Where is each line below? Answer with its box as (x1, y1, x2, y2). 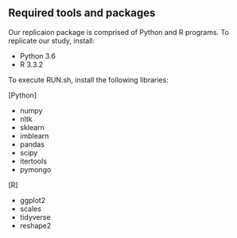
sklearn (19, 122, 45, 132)
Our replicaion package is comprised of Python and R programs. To (8, 27, 229, 36)
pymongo (19, 164, 52, 174)
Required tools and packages (8, 6, 156, 20)
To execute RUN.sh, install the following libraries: (8, 75, 169, 84)
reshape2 (19, 221, 52, 230)
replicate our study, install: (8, 36, 95, 45)
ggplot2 (19, 195, 46, 205)
